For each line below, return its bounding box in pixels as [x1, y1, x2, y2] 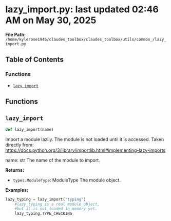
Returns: [5, 167, 25, 173]
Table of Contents [5, 55, 64, 64]
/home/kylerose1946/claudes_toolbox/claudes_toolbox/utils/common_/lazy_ [5, 37, 167, 42]
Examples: [5, 187, 28, 193]
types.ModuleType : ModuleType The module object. [12, 177, 121, 183]
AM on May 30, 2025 [5, 14, 97, 26]
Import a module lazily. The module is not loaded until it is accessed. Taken [5, 136, 164, 142]
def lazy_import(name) [5, 127, 54, 132]
